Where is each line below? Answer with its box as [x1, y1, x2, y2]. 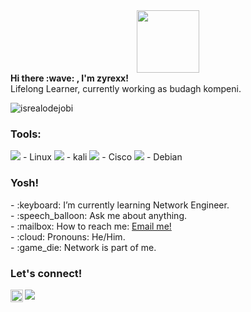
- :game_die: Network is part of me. [10, 241, 157, 253]
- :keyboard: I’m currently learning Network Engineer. [10, 199, 230, 211]
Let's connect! [10, 266, 83, 280]
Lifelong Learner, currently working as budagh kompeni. [10, 83, 242, 94]
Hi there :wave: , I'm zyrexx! [10, 72, 129, 84]
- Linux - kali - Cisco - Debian [22, 151, 183, 163]
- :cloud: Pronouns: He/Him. [10, 230, 126, 243]
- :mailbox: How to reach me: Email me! [10, 220, 172, 232]
